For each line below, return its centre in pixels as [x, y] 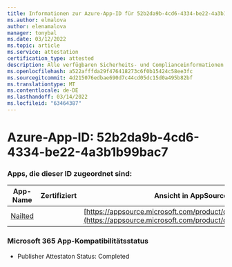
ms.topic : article [33, 46]
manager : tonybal [32, 33]
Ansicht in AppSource [191, 196]
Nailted [22, 216]
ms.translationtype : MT [41, 84]
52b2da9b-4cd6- [148, 138]
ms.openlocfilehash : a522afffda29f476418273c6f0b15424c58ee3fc [100, 71]
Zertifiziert [59, 196]
